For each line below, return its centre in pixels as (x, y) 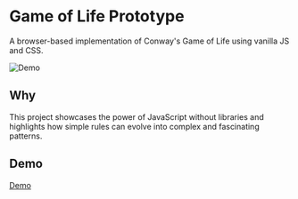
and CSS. (26, 50)
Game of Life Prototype (97, 16)
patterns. (26, 136)
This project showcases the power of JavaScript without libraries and (137, 116)
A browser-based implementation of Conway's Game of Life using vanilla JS (149, 41)
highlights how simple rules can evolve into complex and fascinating (135, 126)
